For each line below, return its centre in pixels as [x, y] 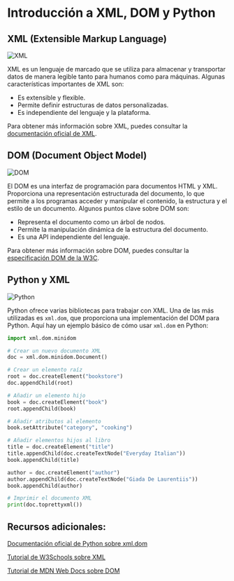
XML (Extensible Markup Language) [87, 39]
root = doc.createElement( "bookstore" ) [65, 376]
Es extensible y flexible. [51, 97]
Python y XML [38, 280]
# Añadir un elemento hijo [46, 395]
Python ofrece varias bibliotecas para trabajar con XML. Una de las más [111, 310]
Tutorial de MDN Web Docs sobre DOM [64, 570]
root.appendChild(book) [42, 409]
